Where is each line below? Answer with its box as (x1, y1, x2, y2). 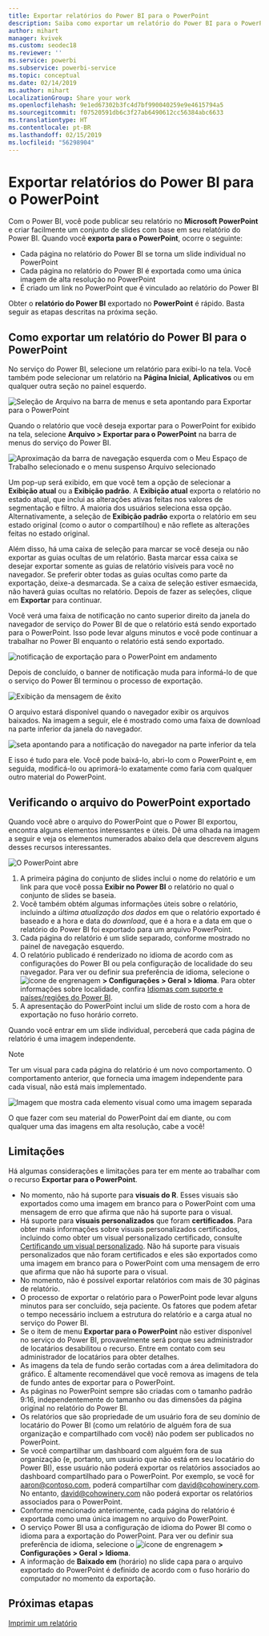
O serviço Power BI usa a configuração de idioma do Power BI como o (19, 1522, 252, 1532)
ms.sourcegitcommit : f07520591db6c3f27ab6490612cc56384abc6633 (8, 109, 224, 117)
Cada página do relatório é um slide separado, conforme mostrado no (19, 933, 251, 943)
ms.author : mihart (8, 86, 70, 95)
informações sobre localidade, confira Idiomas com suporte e (19, 984, 223, 994)
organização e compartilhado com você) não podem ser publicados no (19, 1428, 255, 1438)
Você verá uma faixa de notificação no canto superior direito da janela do (8, 611, 251, 621)
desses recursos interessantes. (8, 843, 112, 852)
